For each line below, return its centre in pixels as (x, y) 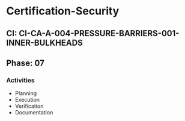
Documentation (34, 113)
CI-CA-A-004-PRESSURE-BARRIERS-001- (99, 33)
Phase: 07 (26, 63)
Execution (27, 100)
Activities (20, 80)
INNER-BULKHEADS (44, 42)
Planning (26, 93)
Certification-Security (63, 11)
